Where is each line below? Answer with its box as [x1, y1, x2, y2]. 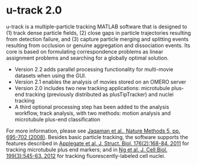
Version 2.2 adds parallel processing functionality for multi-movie [14, 65, 173, 72]
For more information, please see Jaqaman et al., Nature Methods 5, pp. [6, 127, 181, 134]
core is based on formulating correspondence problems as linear [6, 48, 163, 55]
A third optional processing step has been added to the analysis [14, 103, 169, 110]
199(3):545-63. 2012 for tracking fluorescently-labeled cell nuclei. [6, 152, 166, 159]
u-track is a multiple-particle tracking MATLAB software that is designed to [6, 23, 188, 30]
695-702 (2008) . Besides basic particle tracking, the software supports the [6, 133, 188, 140]
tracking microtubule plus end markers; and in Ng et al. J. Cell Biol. [6, 146, 168, 153]
